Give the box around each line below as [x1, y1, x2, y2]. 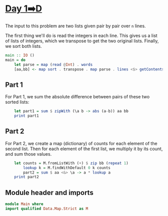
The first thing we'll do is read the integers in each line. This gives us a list [5, 32, 157, 38]
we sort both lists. [5, 43, 42, 49]
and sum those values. [5, 151, 52, 157]
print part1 [14, 113, 39, 119]
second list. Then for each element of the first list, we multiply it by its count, [5, 146, 163, 152]
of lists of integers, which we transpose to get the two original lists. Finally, [5, 37, 159, 44]
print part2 [14, 175, 39, 180]
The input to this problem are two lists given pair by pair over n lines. [5, 22, 146, 29]
